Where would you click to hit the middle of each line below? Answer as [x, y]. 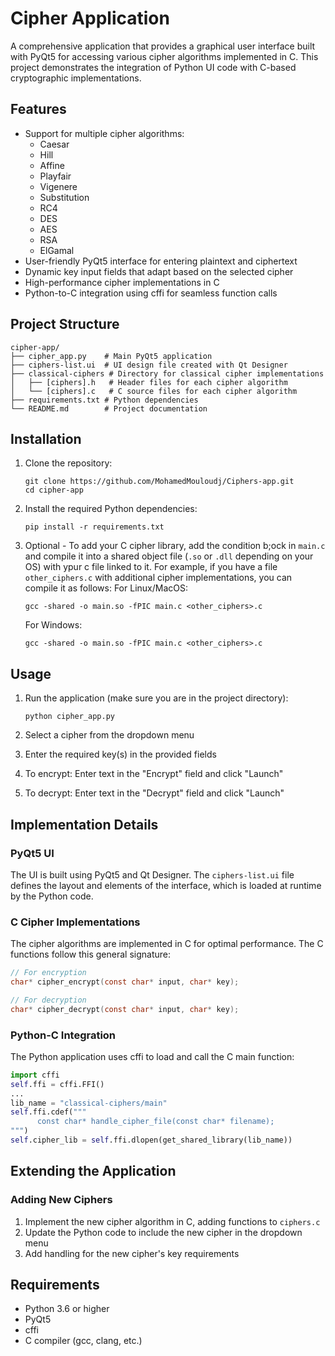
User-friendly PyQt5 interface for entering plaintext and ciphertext [161, 261]
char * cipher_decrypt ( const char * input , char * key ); [125, 1009]
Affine [52, 165]
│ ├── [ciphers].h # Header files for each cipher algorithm [149, 382]
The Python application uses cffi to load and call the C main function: [152, 1056]
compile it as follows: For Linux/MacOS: [106, 588]
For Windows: [53, 625]
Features [38, 109]
